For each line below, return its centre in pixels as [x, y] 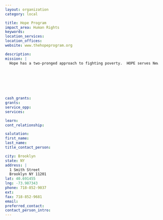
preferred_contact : [25, 206]
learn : [12, 120]
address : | [16, 165]
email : [12, 201]
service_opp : [18, 107]
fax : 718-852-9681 [24, 197]
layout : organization [27, 9]
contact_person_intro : [28, 210]
